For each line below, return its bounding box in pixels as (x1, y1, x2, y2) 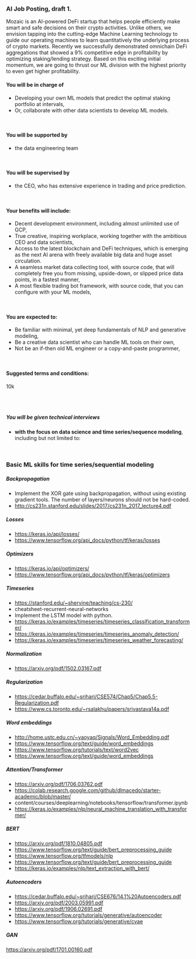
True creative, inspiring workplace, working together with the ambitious (14, 233, 187, 240)
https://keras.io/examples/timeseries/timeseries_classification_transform (14, 618, 190, 625)
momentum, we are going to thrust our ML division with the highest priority (6, 62, 187, 69)
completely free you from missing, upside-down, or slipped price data (14, 270, 183, 277)
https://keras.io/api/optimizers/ (14, 565, 90, 572)
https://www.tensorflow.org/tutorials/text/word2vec (14, 746, 139, 753)
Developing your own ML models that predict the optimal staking (14, 94, 171, 101)
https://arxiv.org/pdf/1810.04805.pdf (14, 840, 102, 847)
